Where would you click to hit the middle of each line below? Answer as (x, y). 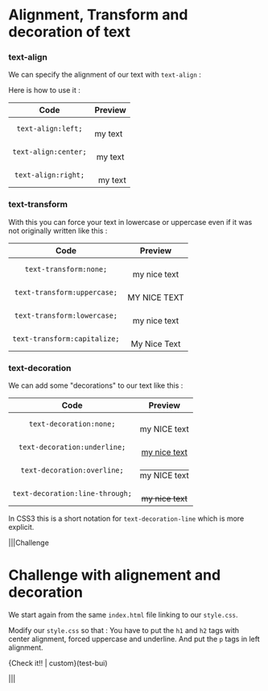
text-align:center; (49, 152)
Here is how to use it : (44, 90)
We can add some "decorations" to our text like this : (96, 385)
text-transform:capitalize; (66, 339)
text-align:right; (50, 175)
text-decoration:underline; (72, 447)
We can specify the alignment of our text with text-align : (105, 75)
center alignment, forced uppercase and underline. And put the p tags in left (134, 639)
